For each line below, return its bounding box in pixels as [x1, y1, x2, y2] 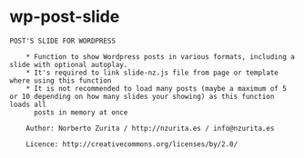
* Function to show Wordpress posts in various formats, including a [25, 52, 296, 61]
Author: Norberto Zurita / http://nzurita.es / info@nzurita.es [25, 123, 275, 133]
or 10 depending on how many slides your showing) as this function [9, 92, 275, 101]
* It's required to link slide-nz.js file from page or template [25, 68, 279, 77]
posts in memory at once [33, 107, 128, 117]
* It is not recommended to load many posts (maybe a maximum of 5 [25, 84, 287, 93]
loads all [9, 100, 47, 109]
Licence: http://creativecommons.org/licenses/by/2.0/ [25, 139, 238, 149]
